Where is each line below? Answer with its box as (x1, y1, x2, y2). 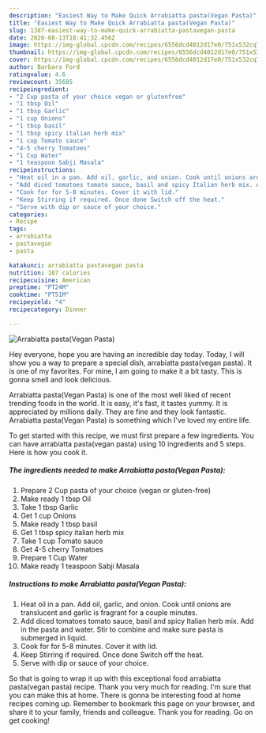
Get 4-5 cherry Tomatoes (20, 544, 103, 554)
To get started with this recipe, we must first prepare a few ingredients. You (9, 431, 255, 440)
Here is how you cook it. (9, 447, 88, 457)
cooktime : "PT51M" (9, 291, 69, 299)
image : (9, 41, 31, 49)
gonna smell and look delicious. (9, 374, 112, 384)
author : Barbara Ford (9, 63, 81, 71)
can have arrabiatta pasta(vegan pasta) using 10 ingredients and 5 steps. (9, 439, 246, 448)
